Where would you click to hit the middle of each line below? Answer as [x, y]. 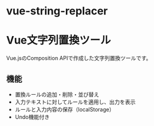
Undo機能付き [32, 117]
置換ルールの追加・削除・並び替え [57, 94]
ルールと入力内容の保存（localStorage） [65, 109]
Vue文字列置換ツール [59, 40]
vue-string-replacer [57, 11]
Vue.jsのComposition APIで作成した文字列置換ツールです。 [79, 58]
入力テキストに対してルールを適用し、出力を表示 [75, 102]
